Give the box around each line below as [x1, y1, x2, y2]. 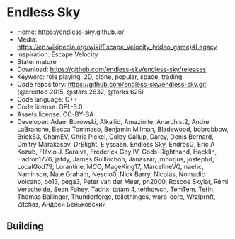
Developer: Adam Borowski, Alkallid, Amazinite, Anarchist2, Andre [16, 117, 210, 125]
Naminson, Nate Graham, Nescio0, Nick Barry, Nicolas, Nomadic [16, 170, 206, 178]
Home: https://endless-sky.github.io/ [16, 27, 125, 36]
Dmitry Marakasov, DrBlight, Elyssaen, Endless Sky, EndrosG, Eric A [16, 140, 215, 148]
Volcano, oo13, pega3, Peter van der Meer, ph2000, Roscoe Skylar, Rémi [16, 177, 229, 185]
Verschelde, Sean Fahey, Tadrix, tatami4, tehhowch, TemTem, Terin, [16, 185, 215, 193]
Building [6, 220, 44, 233]
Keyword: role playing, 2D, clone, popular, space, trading [16, 72, 183, 81]
